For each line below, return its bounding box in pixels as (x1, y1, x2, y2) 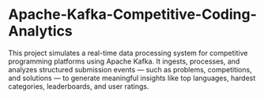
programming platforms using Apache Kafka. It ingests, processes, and (8, 57, 240, 66)
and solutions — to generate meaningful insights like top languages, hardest (8, 73, 256, 82)
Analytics (8, 22, 73, 40)
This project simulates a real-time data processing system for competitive (8, 48, 248, 57)
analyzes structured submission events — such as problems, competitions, (8, 64, 252, 74)
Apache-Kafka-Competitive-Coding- (8, 5, 257, 24)
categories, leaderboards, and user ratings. (8, 81, 149, 91)
